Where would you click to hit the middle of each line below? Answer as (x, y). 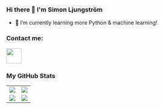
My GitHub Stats (31, 76)
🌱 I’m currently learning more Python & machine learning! (86, 23)
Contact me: (25, 39)
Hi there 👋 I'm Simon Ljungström (54, 10)
